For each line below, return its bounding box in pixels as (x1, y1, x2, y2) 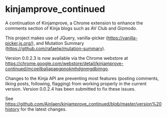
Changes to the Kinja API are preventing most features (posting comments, (5, 75, 159, 81)
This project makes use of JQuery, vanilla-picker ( (5, 35, 108, 41)
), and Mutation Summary (31, 40, 84, 46)
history (5, 106, 20, 112)
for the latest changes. (20, 106, 67, 112)
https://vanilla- (107, 35, 138, 41)
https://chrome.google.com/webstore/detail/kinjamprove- (5, 60, 124, 66)
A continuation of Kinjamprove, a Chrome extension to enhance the (5, 20, 143, 26)
